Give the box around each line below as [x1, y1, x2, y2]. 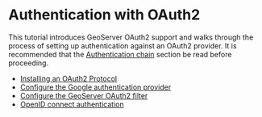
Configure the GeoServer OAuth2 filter [19, 90, 148, 100]
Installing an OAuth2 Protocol [19, 73, 118, 83]
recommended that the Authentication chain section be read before [8, 49, 232, 59]
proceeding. [8, 58, 49, 68]
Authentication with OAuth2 [8, 6, 201, 24]
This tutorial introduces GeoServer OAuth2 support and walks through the [8, 32, 254, 42]
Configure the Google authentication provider [19, 82, 172, 92]
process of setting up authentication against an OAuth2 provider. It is [8, 40, 237, 50]
